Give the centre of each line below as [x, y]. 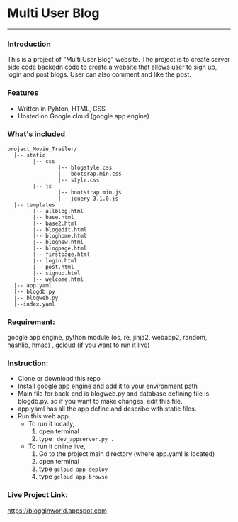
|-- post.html [53, 267]
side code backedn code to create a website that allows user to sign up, [112, 67]
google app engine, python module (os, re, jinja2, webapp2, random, [107, 338]
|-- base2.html [55, 223]
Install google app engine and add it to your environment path [108, 386]
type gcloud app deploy [73, 469]
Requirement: [31, 322]
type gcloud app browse [73, 477]
